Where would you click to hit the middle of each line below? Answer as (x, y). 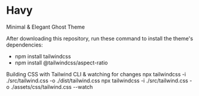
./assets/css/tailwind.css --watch (52, 86)
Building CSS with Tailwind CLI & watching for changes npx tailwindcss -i (96, 74)
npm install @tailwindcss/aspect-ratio (61, 63)
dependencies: (25, 45)
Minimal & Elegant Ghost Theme (46, 27)
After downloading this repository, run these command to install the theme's (99, 38)
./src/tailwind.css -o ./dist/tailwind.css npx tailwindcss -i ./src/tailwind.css (97, 80)
